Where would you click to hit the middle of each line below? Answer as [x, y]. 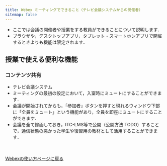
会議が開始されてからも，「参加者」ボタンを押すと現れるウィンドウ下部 [86, 106]
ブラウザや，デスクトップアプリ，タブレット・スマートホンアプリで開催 [87, 36]
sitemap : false [21, 15]
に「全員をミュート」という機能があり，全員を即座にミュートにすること [87, 112]
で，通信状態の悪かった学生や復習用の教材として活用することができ [83, 131]
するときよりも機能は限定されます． [50, 42]
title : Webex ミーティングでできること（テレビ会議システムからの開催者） [74, 10]
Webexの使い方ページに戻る [34, 158]
